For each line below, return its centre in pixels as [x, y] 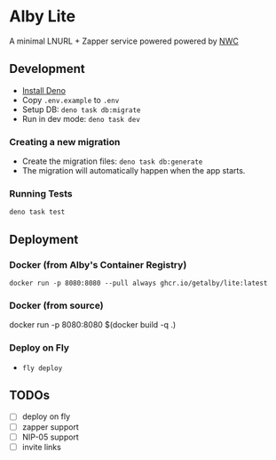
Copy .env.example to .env [71, 100]
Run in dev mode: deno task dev [81, 118]
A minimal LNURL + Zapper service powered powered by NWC [124, 41]
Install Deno [44, 90]
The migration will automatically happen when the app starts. [134, 171]
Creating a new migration [65, 141]
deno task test [37, 212]
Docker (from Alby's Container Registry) [98, 264]
